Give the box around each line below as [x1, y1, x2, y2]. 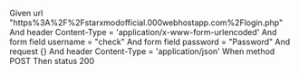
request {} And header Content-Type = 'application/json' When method [9, 46, 275, 57]
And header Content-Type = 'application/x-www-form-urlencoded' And [9, 27, 277, 37]
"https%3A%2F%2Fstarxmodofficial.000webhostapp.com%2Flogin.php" [9, 17, 284, 28]
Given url [9, 8, 43, 18]
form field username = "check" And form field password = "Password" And [9, 36, 291, 47]
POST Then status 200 [9, 56, 95, 66]
